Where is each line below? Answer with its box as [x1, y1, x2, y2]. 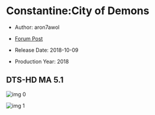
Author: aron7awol [14, 24, 60, 31]
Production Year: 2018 [14, 58, 69, 65]
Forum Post [14, 35, 43, 42]
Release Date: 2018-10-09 [14, 46, 79, 54]
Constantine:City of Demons [6, 4, 150, 18]
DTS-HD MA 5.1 [6, 75, 64, 85]
